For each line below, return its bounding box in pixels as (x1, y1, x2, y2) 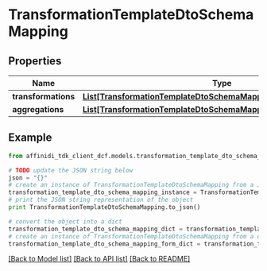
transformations (12, 91, 75, 102)
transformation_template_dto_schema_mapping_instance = (8, 188, 197, 196)
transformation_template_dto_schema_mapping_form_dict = (8, 240, 201, 248)
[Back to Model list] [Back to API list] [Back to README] (8, 254, 191, 264)
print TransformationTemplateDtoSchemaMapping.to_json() (8, 203, 201, 211)
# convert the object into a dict (8, 217, 123, 226)
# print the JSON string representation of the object (8, 196, 194, 204)
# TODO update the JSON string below (8, 166, 133, 174)
